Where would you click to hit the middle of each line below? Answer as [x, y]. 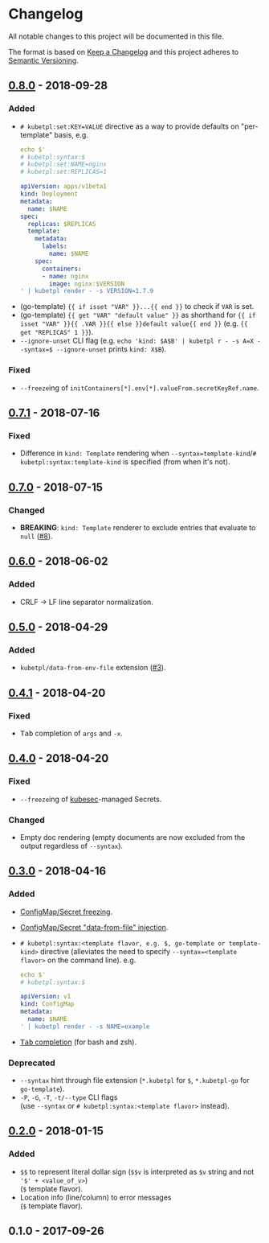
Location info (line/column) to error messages [96, 1197]
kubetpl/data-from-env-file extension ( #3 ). [93, 668]
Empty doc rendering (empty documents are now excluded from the [132, 837]
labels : [54, 246]
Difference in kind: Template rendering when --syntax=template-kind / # [138, 453]
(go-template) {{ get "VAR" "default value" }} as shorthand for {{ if [138, 315]
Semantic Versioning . [43, 60]
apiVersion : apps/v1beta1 [63, 187]
